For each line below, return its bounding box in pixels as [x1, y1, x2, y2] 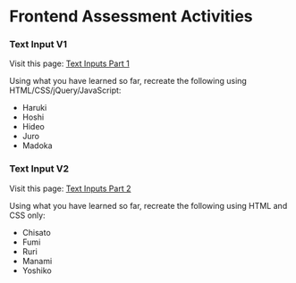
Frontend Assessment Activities [9, 6, 253, 27]
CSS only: [9, 210, 47, 221]
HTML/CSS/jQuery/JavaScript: [9, 85, 122, 96]
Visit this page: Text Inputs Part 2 [9, 183, 131, 194]
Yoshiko [21, 265, 52, 276]
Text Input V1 [9, 38, 68, 51]
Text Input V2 [9, 162, 70, 175]
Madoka [21, 140, 53, 151]
